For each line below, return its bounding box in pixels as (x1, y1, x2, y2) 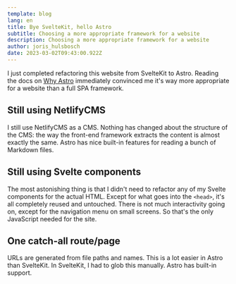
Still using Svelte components (7, 166, 142, 178)
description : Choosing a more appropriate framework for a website (7, 37, 210, 44)
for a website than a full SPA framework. (7, 84, 125, 92)
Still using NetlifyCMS (7, 104, 106, 116)
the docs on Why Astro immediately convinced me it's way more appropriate (7, 76, 230, 85)
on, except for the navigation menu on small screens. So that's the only (7, 207, 213, 216)
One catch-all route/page (7, 235, 121, 247)
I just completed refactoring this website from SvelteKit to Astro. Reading (7, 68, 219, 78)
